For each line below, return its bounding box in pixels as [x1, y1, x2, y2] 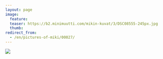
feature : [10, 16, 28, 21]
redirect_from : [5, 30, 37, 35]
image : [5, 12, 19, 17]
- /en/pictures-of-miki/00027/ [10, 35, 75, 40]
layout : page [5, 7, 33, 12]
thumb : [10, 26, 24, 31]
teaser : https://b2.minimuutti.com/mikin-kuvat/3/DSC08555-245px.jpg [10, 21, 158, 26]
